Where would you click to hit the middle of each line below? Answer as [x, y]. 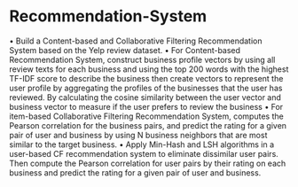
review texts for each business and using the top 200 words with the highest [149, 69]
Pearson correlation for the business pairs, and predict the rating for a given [148, 125]
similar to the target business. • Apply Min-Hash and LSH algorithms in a [142, 144]
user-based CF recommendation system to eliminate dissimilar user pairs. [144, 153]
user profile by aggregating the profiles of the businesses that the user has [146, 88]
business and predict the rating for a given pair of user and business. [135, 172]
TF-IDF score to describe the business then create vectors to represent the [146, 78]
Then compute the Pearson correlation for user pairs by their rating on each [148, 163]
